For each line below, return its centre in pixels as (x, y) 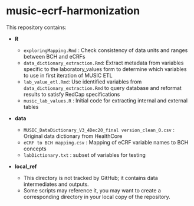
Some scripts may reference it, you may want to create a (92, 190)
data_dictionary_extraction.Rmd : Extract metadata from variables (103, 63)
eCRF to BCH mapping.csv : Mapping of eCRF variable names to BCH (106, 142)
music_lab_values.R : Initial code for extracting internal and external (105, 100)
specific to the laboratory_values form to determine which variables (105, 69)
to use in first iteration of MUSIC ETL (68, 75)
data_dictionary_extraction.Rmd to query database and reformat (102, 88)
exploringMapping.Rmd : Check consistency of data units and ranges (106, 50)
